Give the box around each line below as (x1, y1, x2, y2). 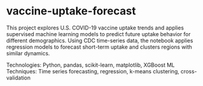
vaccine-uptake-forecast (6, 4, 136, 18)
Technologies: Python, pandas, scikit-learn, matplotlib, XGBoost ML (6, 61, 175, 69)
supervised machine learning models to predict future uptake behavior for (6, 30, 191, 37)
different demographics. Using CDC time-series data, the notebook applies (6, 37, 193, 44)
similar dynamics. (6, 49, 50, 57)
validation (6, 74, 31, 81)
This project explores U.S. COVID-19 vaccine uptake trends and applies (6, 24, 184, 31)
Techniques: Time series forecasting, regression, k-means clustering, (6, 67, 180, 75)
